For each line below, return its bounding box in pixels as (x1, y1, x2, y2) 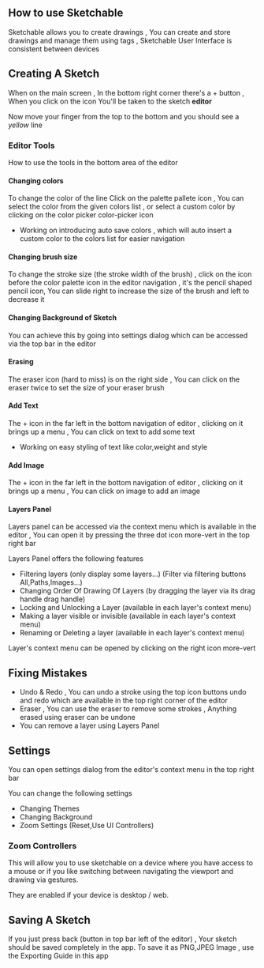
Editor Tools (8, 140, 55, 151)
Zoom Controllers (8, 840, 77, 851)
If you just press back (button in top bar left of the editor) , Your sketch (8, 934, 238, 944)
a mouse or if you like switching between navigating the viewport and (8, 867, 234, 876)
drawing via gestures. (8, 875, 79, 884)
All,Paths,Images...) (19, 578, 83, 587)
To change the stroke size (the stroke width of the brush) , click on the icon (8, 269, 252, 279)
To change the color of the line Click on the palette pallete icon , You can (8, 194, 244, 203)
